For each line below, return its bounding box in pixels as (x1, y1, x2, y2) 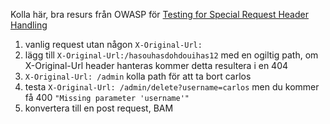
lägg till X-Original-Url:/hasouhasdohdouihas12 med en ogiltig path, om (24, 49, 319, 61)
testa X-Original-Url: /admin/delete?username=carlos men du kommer (24, 81, 320, 93)
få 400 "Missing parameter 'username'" (24, 92, 190, 103)
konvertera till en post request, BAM (24, 102, 174, 114)
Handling (10, 19, 48, 31)
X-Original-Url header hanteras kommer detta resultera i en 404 (24, 60, 289, 71)
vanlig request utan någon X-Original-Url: (24, 39, 203, 50)
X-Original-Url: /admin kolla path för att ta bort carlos (24, 70, 252, 82)
